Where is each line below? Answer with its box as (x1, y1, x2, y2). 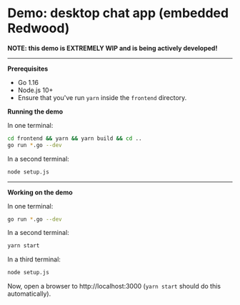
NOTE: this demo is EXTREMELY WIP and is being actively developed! (7, 44, 218, 52)
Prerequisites (7, 64, 49, 73)
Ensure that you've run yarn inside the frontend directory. (17, 93, 187, 101)
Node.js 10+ (17, 86, 54, 94)
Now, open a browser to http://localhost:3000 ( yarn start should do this (7, 282, 221, 291)
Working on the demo (7, 188, 73, 196)
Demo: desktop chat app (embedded (7, 5, 229, 21)
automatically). (7, 289, 51, 298)
